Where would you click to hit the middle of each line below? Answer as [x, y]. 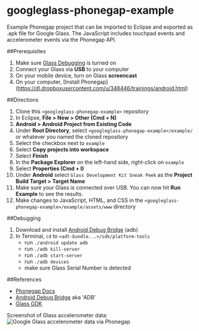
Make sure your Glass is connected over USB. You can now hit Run [98, 187]
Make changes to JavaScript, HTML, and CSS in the [79, 200]
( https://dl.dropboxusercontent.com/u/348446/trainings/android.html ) [102, 88]
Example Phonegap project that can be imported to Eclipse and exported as [100, 27]
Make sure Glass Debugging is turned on [66, 63]
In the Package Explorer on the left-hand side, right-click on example [100, 162]
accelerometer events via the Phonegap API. [62, 39]
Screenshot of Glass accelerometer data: [57, 315]
